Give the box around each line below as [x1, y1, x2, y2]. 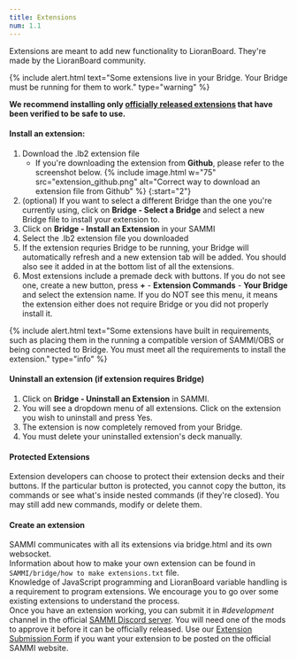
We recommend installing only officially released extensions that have [9, 98, 273, 109]
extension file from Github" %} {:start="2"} [34, 185, 192, 196]
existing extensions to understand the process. [9, 595, 180, 607]
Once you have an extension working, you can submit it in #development [9, 605, 274, 616]
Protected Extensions [9, 451, 90, 462]
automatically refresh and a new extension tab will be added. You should [21, 252, 287, 262]
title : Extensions [9, 12, 77, 22]
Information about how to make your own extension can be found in [9, 558, 256, 569]
